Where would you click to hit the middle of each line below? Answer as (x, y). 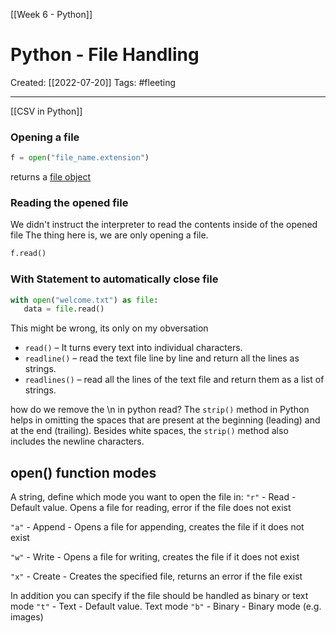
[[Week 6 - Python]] (51, 14)
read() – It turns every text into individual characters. (133, 348)
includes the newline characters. (77, 441)
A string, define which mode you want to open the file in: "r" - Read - (153, 497)
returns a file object (51, 177)
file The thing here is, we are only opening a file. (109, 235)
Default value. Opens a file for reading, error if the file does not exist (151, 508)
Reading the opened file (69, 203)
